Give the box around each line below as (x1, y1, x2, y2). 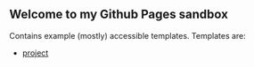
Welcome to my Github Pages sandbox (9, 7, 229, 22)
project (21, 48, 49, 58)
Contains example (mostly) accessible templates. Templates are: (9, 30, 247, 41)
